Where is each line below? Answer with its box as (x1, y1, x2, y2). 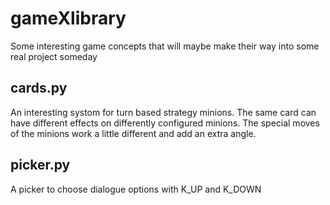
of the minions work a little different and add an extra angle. (10, 127, 257, 139)
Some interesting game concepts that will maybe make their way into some (10, 40, 320, 52)
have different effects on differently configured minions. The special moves (10, 117, 320, 129)
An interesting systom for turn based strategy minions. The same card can (10, 106, 317, 118)
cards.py (10, 80, 68, 97)
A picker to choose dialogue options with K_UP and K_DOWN (10, 183, 262, 195)
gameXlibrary (10, 7, 127, 30)
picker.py (10, 157, 71, 174)
